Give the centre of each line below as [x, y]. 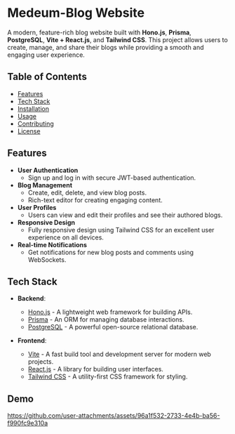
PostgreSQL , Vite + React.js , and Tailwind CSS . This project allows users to [117, 39]
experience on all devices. [66, 237]
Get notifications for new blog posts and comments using [111, 252]
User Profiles [37, 207]
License [29, 131]
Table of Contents [47, 77]
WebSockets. [47, 259]
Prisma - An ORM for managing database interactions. [106, 320]
